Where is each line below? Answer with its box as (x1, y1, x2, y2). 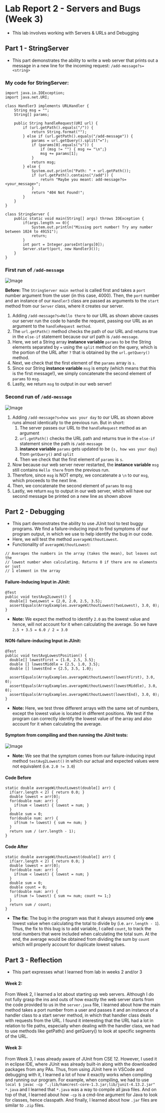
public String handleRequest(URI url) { (14, 121, 98, 126)
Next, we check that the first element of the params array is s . (12, 360, 136, 366)
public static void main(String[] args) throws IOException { (14, 216, 144, 221)
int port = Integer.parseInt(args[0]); (23, 242, 105, 247)
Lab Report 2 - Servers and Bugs (5, 3, 141, 14)
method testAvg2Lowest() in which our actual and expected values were (12, 758, 159, 764)
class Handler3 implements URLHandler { (5, 103, 90, 109)
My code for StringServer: (5, 79, 69, 86)
